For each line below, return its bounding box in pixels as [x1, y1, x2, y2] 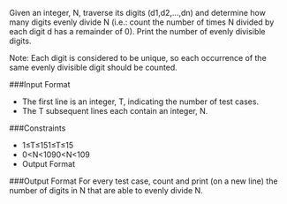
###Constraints [9, 123, 66, 133]
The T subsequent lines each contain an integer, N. [21, 106, 208, 116]
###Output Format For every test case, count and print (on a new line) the [9, 176, 278, 186]
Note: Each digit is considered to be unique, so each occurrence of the [9, 53, 267, 63]
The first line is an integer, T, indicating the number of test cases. [21, 96, 259, 107]
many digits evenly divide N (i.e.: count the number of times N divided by [9, 17, 275, 27]
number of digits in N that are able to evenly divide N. [9, 185, 203, 195]
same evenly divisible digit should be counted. [9, 62, 178, 72]
